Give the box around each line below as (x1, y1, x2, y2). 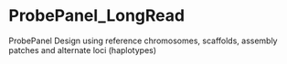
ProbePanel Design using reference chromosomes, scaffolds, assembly (8, 35, 278, 46)
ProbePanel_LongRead (8, 5, 185, 26)
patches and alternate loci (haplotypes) (8, 44, 157, 55)
